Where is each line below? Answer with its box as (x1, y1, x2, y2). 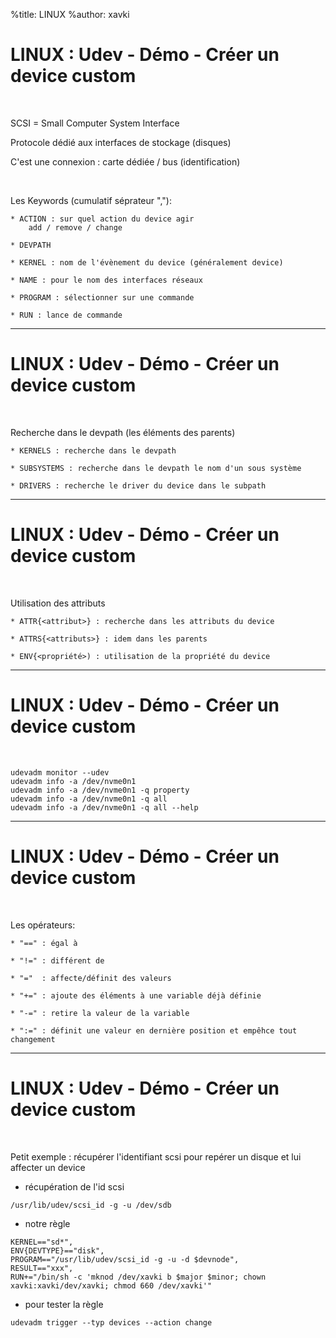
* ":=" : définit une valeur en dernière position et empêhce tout (10, 1025, 298, 1036)
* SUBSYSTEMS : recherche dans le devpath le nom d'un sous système (10, 463, 302, 473)
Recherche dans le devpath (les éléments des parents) (10, 426, 236, 438)
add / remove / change (28, 222, 123, 233)
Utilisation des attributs (10, 597, 106, 609)
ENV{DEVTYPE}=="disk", (10, 1245, 105, 1256)
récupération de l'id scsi (24, 1180, 125, 1193)
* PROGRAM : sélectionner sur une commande (10, 292, 195, 303)
